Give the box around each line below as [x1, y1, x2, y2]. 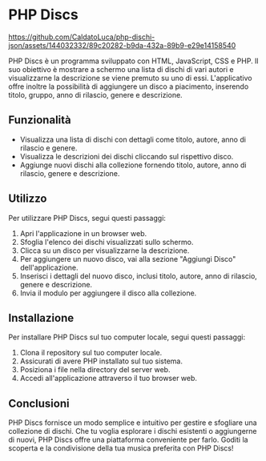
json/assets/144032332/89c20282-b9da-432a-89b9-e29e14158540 [8, 40, 236, 50]
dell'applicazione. [19, 263, 79, 272]
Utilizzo [8, 192, 47, 206]
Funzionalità [8, 114, 71, 127]
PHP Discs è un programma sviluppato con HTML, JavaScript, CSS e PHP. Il [8, 56, 259, 66]
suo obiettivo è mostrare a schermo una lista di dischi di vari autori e [8, 64, 234, 74]
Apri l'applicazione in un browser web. [19, 228, 147, 238]
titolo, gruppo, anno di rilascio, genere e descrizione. [8, 90, 183, 99]
